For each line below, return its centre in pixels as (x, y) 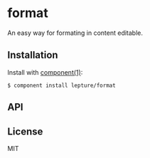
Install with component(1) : (45, 72)
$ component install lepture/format (61, 85)
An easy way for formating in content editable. (75, 33)
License (25, 131)
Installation (33, 55)
